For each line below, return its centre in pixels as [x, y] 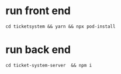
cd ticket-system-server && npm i [49, 65]
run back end [38, 50]
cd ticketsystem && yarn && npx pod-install [61, 26]
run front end [38, 11]
